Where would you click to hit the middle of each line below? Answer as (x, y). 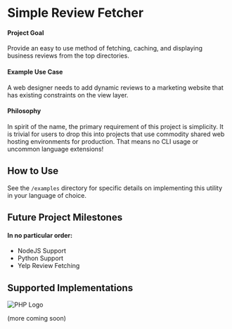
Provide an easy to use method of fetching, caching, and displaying (105, 48)
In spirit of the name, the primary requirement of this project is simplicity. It (115, 126)
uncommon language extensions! (56, 149)
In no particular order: (40, 235)
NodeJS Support (42, 251)
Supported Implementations (70, 288)
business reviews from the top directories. (69, 56)
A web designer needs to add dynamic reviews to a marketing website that (115, 87)
